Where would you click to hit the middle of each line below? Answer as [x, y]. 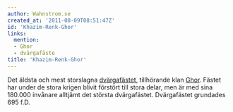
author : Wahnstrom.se [39, 14]
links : [17, 33]
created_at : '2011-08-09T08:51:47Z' [61, 20]
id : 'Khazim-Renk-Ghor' [42, 27]
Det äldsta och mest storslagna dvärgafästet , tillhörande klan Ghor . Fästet [114, 80]
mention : [26, 40]
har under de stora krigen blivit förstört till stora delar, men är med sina [110, 87]
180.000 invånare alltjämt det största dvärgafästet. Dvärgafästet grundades [116, 94]
